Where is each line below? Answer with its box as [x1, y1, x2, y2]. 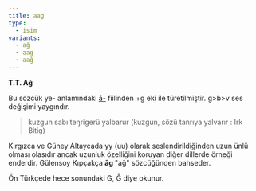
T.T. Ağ [8, 77, 33, 88]
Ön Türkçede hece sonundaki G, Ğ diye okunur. [8, 173, 164, 183]
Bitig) [27, 125, 46, 135]
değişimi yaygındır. [8, 101, 70, 111]
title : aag [8, 11, 45, 20]
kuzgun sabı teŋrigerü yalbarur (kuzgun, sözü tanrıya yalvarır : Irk [27, 117, 243, 127]
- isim [15, 26, 37, 34]
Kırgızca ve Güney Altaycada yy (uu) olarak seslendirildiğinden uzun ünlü [8, 141, 249, 150]
